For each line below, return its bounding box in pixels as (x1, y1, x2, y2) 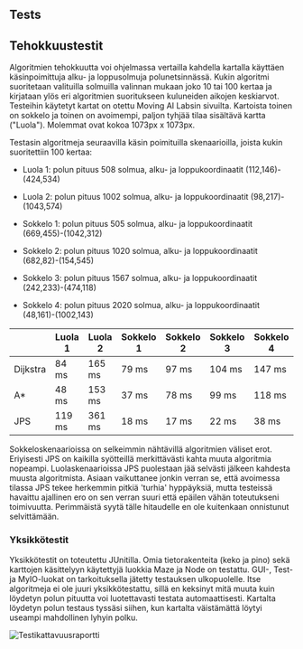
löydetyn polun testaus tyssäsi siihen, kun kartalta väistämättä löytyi (9, 602, 263, 613)
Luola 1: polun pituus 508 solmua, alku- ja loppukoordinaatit (22, 165, 243, 175)
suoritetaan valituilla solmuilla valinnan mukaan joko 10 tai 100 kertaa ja (9, 81, 272, 92)
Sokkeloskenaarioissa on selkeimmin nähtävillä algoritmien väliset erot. (9, 444, 272, 455)
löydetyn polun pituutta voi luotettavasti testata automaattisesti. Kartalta (9, 592, 277, 604)
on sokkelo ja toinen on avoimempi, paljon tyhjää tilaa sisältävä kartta (9, 110, 266, 121)
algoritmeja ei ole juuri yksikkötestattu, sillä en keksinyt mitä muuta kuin (9, 583, 275, 594)
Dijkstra (14, 363, 47, 376)
